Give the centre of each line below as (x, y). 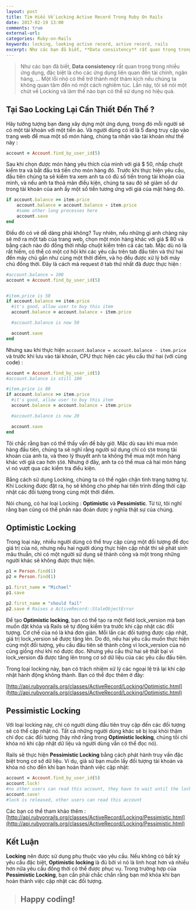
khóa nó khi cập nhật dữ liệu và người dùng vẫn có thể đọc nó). (82, 744)
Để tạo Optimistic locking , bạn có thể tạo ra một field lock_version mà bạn (96, 620)
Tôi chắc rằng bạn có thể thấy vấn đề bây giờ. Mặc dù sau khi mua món (92, 443)
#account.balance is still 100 (44, 378)
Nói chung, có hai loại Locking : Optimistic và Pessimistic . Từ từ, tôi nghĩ (94, 503)
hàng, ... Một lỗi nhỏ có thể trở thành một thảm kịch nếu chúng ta (98, 78)
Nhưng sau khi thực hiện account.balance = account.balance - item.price (96, 350)
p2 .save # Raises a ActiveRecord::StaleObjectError (70, 609)
